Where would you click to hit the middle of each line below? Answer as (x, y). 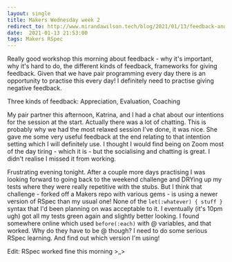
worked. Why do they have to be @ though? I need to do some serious (107, 231)
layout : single (29, 13)
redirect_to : (26, 26)
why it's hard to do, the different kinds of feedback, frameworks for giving (112, 66)
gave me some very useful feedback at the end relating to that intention (109, 137)
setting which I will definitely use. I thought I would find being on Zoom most (116, 144)
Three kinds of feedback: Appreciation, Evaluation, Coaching (94, 101)
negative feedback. (35, 88)
